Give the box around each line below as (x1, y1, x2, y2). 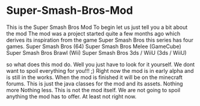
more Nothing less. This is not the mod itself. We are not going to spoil (6, 86, 181, 93)
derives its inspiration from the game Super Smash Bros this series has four (6, 36, 194, 43)
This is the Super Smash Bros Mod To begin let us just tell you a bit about (6, 23, 188, 31)
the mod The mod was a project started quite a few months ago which (6, 30, 181, 37)
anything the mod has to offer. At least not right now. (6, 93, 137, 100)
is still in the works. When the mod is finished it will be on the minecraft (6, 73, 183, 81)
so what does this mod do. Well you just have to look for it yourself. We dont (6, 61, 195, 68)
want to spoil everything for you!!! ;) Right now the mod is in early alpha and (6, 67, 194, 74)
